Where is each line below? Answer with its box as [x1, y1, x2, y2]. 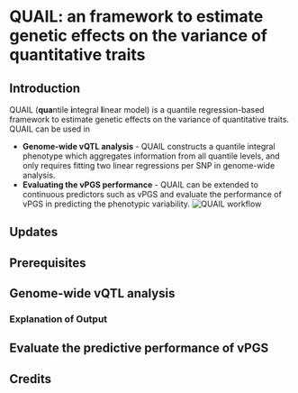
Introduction [9, 80, 81, 96]
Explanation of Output [9, 313, 108, 325]
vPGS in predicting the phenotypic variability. [22, 198, 191, 209]
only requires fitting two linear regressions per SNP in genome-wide [22, 160, 275, 170]
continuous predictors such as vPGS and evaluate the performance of [22, 189, 282, 199]
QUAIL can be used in [9, 123, 91, 134]
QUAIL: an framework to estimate [9, 6, 264, 27]
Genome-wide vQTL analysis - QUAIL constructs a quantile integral [22, 142, 276, 151]
